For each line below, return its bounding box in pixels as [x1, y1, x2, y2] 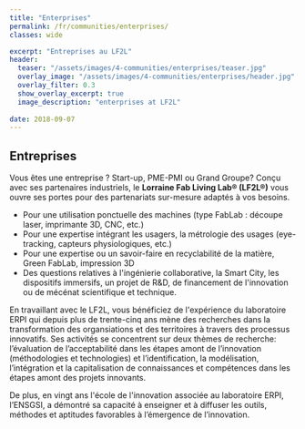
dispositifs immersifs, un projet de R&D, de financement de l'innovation [22, 277, 289, 288]
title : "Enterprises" [9, 13, 92, 23]
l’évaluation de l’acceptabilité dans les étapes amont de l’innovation [9, 343, 262, 354]
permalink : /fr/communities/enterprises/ [9, 22, 169, 31]
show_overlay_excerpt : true [17, 88, 125, 98]
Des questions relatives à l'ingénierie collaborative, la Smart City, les [22, 268, 280, 279]
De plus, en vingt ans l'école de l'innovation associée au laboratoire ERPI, [9, 390, 284, 401]
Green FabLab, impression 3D [22, 258, 135, 269]
